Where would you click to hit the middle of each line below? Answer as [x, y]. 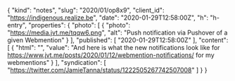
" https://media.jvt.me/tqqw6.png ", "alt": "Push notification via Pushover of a [118, 32]
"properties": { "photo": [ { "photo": [79, 25]
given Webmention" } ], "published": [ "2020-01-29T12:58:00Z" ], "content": [118, 40]
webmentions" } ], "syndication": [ [57, 62]
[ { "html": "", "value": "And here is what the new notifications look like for [114, 48]
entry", [17, 25]
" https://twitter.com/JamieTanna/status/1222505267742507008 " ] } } [107, 70]
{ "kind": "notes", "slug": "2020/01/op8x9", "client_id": [86, 10]
